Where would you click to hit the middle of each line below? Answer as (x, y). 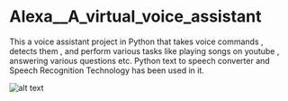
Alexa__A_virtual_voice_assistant (135, 17)
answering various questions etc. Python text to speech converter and (139, 60)
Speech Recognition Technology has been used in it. (107, 70)
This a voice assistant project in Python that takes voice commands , (136, 41)
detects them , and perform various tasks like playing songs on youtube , (144, 50)
